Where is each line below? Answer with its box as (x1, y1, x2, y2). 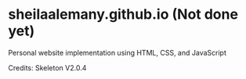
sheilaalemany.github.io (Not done (8, 5, 239, 23)
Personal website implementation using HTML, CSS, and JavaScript (8, 48, 227, 57)
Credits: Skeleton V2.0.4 (8, 63, 87, 72)
